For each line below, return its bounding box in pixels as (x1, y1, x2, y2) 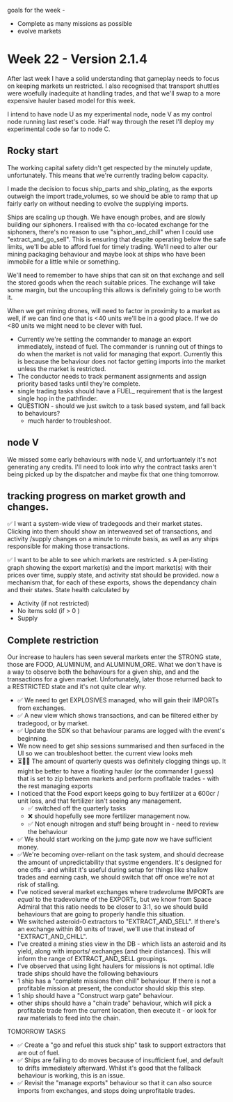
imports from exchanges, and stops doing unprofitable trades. (17, 1087, 195, 1095)
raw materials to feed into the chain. (17, 1014, 121, 1022)
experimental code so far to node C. (7, 125, 111, 133)
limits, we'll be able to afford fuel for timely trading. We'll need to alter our (7, 242, 218, 250)
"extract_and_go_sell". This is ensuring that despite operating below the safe (7, 235, 227, 243)
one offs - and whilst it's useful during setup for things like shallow (17, 866, 209, 874)
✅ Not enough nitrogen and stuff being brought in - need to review (27, 820, 219, 829)
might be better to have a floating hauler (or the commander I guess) (17, 767, 214, 776)
